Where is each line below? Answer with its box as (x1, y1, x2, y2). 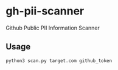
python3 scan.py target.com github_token (5, 57, 113, 64)
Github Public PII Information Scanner (5, 24, 100, 31)
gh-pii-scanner (5, 4, 85, 18)
